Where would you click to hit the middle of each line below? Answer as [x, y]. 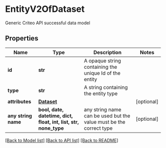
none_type [51, 128]
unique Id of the [102, 73]
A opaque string [102, 60]
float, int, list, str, [59, 122]
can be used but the [107, 116]
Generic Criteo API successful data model [48, 23]
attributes [19, 101]
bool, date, [51, 109]
